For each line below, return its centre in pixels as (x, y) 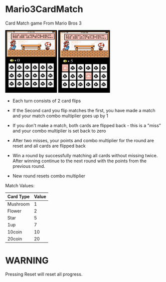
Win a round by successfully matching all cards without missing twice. (85, 155)
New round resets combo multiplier (49, 176)
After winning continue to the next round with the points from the (79, 161)
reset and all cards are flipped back (49, 146)
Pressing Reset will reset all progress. (44, 274)
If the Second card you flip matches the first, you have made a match (84, 110)
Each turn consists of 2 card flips (47, 101)
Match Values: (20, 185)
